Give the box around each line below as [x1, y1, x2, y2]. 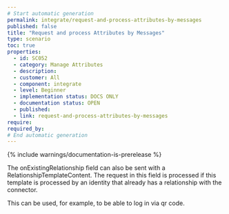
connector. [7, 186, 38, 194]
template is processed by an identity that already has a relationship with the [7, 178, 222, 186]
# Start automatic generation [7, 10, 94, 17]
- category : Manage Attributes [13, 61, 103, 68]
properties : [7, 49, 41, 56]
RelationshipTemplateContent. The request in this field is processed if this [7, 171, 217, 180]
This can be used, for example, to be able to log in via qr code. [7, 199, 185, 207]
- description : [13, 67, 57, 74]
